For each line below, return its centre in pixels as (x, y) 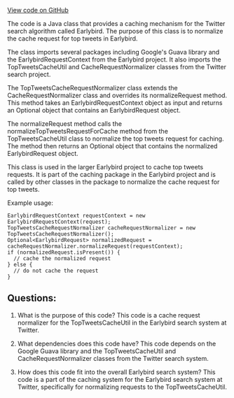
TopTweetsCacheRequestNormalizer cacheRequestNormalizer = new (102, 228)
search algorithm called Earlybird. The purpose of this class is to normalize (115, 31)
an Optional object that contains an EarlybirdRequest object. (94, 110)
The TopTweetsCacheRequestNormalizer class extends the (92, 88)
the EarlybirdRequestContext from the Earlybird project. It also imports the (115, 59)
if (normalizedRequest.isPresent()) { (64, 253)
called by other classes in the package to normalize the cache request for (113, 182)
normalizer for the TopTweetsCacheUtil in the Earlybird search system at (122, 322)
